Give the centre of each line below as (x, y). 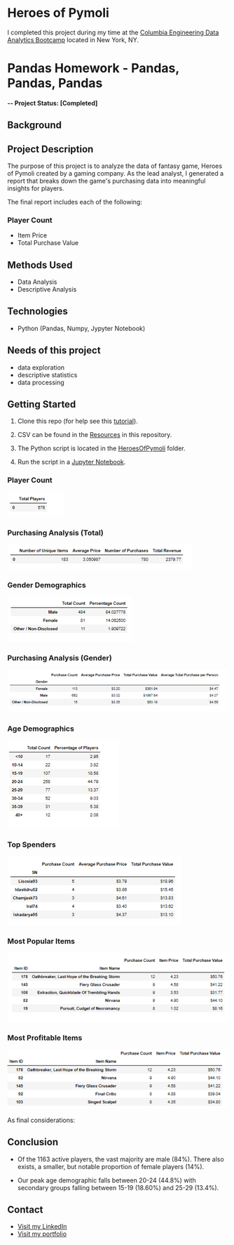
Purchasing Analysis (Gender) (60, 658)
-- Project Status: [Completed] (53, 103)
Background (34, 125)
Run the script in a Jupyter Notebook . (71, 462)
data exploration (41, 367)
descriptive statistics (47, 374)
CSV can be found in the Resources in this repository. (95, 435)
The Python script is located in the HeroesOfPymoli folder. (101, 448)
